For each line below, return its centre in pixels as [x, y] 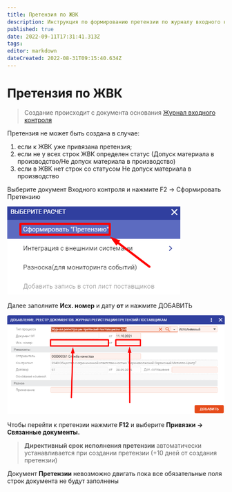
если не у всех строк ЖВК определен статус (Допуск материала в [116, 154]
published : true [30, 29]
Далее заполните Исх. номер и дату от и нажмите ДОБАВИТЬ [100, 305]
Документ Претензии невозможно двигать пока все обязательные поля [115, 474]
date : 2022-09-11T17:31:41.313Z [54, 37]
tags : [15, 44]
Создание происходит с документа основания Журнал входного [120, 112]
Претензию [24, 196]
